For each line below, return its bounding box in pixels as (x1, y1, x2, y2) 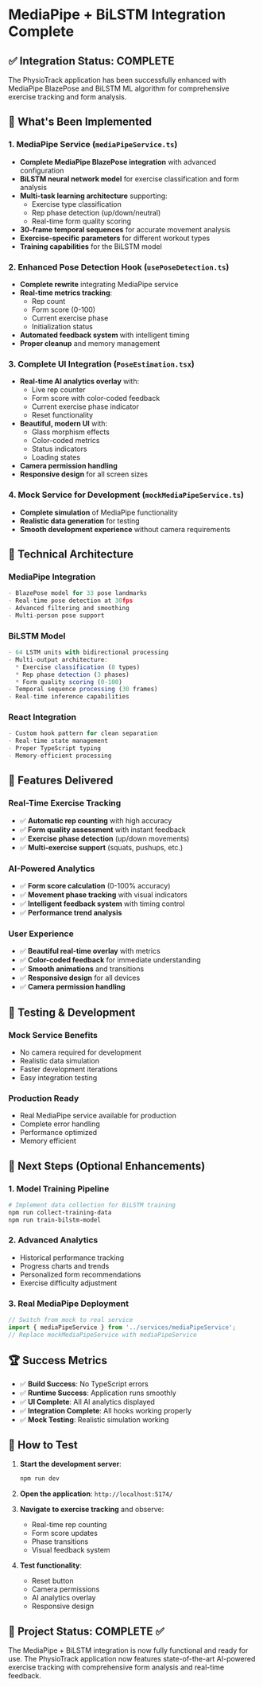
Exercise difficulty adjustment (19, 1278, 118, 1288)
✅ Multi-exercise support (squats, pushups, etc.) (19, 842, 184, 852)
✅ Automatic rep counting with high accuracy (19, 815, 172, 825)
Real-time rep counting (31, 1520, 107, 1530)
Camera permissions (31, 1584, 100, 1594)
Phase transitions (31, 1537, 89, 1546)
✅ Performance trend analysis (19, 908, 122, 917)
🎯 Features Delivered (8, 774, 114, 787)
